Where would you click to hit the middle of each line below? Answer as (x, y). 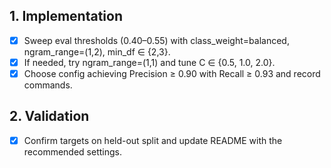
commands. (48, 85)
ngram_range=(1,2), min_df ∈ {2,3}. (97, 51)
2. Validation (49, 116)
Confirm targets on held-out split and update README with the (153, 140)
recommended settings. (72, 151)
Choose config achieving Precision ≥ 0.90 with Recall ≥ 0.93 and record (172, 73)
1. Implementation (66, 16)
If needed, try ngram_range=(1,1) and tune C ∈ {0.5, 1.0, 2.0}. (149, 62)
